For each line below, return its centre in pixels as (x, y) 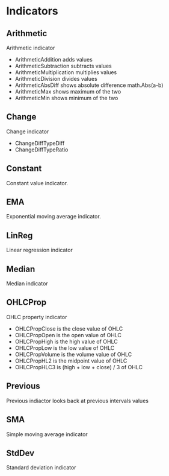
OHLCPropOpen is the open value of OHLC (68, 335)
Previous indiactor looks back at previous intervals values (78, 401)
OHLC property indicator (37, 317)
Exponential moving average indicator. (54, 217)
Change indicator (28, 132)
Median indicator (27, 284)
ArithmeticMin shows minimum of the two (66, 98)
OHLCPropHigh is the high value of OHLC (66, 341)
